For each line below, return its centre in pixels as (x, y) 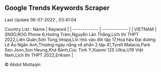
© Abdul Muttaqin (23, 64)
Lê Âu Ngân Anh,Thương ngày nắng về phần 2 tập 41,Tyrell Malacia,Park (77, 45)
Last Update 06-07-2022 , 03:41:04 (41, 19)
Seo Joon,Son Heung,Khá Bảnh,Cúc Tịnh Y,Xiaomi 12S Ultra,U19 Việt (74, 50)
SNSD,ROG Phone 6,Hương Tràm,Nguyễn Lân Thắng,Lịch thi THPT (72, 34)
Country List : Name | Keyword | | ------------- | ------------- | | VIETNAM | (80, 29)
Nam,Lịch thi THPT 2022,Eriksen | (39, 55)
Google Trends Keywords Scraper (57, 8)
